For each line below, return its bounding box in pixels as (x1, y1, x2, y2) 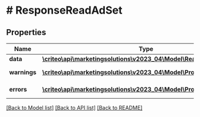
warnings (9, 68, 37, 76)
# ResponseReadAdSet (6, 4, 123, 17)
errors (9, 86, 27, 93)
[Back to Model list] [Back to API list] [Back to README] (6, 105, 143, 111)
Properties (6, 27, 46, 37)
